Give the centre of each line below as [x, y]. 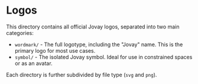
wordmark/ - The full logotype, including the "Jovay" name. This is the [99, 44]
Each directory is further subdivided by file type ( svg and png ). [82, 75]
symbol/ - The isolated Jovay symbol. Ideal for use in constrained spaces [103, 57]
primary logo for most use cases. [55, 50]
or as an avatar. [33, 63]
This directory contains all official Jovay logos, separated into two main [93, 27]
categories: [20, 33]
